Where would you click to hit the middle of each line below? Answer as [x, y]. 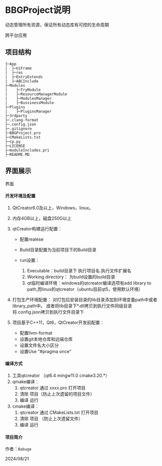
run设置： [30, 260]
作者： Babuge [18, 449]
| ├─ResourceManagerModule [36, 94]
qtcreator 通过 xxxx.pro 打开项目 [53, 388]
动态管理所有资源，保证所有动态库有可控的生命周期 [57, 25]
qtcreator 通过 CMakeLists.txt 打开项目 [59, 412]
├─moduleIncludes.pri [27, 150]
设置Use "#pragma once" [45, 351]
